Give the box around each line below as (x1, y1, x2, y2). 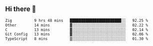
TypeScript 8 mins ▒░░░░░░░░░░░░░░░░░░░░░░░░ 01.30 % (5, 37, 149, 42)
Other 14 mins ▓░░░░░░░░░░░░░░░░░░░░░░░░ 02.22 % (5, 23, 149, 28)
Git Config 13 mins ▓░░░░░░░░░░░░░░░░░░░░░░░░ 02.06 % (5, 32, 149, 37)
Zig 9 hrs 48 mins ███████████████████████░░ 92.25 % (5, 18, 149, 23)
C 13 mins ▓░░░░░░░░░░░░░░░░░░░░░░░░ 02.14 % (5, 27, 149, 32)
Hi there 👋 (5, 5, 36, 13)
